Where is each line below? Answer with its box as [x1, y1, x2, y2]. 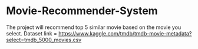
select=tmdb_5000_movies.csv [6, 36, 82, 43]
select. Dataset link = [6, 30, 58, 37]
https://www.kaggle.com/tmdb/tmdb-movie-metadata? [58, 30, 192, 37]
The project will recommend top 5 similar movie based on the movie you [6, 24, 181, 31]
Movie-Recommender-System [6, 4, 158, 18]
